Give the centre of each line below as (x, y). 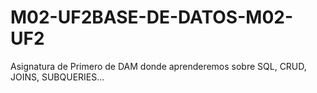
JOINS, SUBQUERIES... (57, 77)
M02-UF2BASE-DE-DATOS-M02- (152, 17)
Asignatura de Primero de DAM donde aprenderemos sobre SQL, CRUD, (158, 66)
